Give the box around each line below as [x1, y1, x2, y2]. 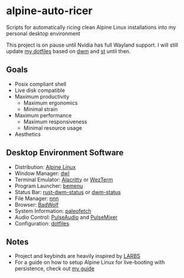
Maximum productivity [14, 93, 70, 100]
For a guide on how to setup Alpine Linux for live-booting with [14, 259, 165, 266]
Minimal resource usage [23, 124, 83, 131]
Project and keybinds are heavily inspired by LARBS [14, 253, 140, 260]
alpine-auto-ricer [6, 4, 93, 18]
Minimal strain [23, 105, 58, 113]
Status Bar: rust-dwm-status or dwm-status [14, 188, 121, 195]
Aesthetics [14, 130, 41, 138]
